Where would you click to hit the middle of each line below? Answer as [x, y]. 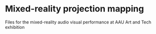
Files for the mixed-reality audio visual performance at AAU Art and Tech [78, 22]
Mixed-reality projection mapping [75, 9]
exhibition [15, 27]
